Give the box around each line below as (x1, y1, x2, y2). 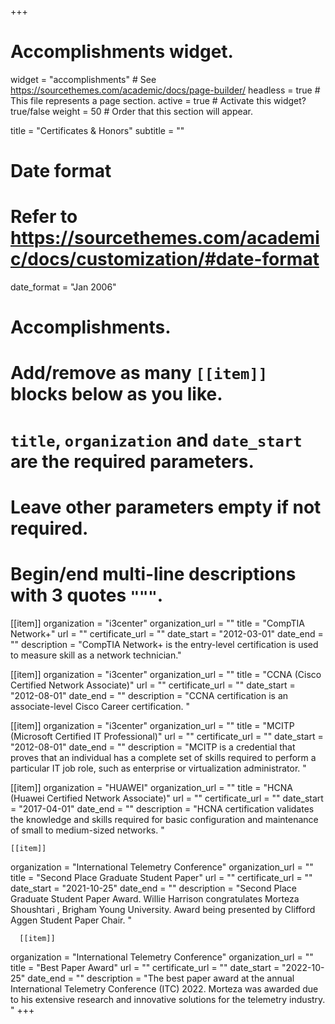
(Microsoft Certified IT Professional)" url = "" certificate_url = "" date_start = (10, 730, 324, 742)
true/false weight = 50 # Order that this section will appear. (10, 105, 254, 117)
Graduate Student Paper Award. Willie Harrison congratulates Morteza (10, 892, 300, 905)
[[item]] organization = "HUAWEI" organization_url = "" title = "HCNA (10, 781, 293, 793)
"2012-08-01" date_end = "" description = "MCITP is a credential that (10, 741, 296, 753)
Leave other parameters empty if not (10, 496, 322, 518)
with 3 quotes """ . (10, 584, 164, 606)
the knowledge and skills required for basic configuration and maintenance (10, 813, 319, 825)
